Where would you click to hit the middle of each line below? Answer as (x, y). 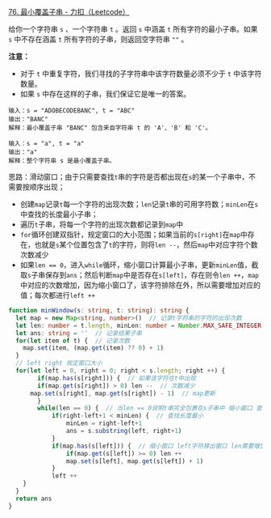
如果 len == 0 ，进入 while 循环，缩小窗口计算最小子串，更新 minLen (129, 265)
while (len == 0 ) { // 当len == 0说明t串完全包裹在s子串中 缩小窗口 (145, 408)
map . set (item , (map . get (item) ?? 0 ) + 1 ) (94, 348)
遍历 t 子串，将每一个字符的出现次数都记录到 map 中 (102, 224)
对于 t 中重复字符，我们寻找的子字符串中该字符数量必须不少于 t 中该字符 (141, 74)
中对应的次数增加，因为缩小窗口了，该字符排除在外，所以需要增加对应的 (140, 285)
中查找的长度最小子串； (59, 214)
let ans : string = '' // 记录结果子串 (79, 333)
